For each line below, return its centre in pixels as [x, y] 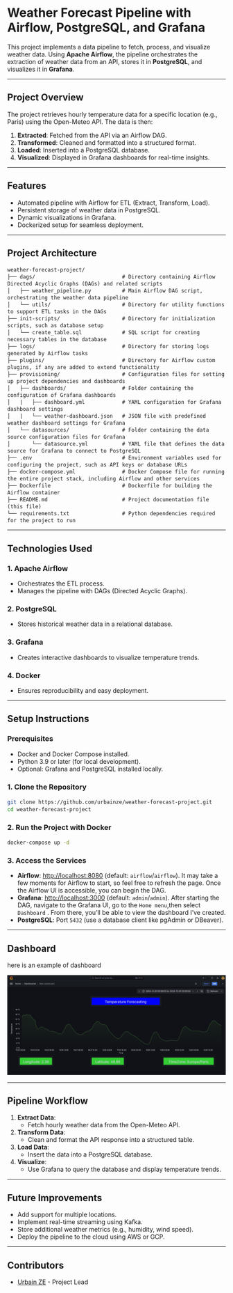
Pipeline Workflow [48, 1100]
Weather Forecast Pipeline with [100, 13]
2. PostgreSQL [32, 609]
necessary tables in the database [57, 340]
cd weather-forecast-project [49, 809]
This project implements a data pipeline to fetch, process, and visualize [109, 47]
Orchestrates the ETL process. [61, 583]
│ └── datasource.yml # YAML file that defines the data [116, 444]
